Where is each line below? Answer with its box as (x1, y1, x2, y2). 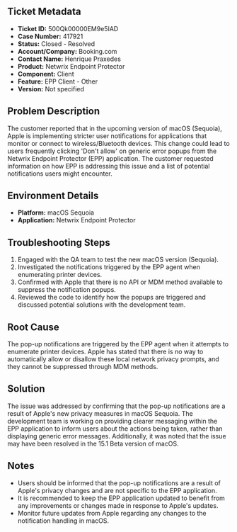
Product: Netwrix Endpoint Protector (17, 62, 125, 70)
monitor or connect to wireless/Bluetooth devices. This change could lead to (7, 139, 230, 147)
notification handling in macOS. (17, 516, 110, 525)
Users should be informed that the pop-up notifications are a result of (17, 478, 221, 487)
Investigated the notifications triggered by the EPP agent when (17, 263, 200, 271)
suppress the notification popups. (17, 285, 117, 294)
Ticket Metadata (7, 6, 81, 18)
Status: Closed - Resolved (17, 39, 96, 48)
